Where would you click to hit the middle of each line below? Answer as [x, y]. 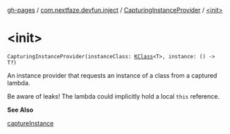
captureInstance [30, 123]
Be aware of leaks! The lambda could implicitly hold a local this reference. [114, 96]
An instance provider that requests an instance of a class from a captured [112, 75]
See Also [20, 110]
